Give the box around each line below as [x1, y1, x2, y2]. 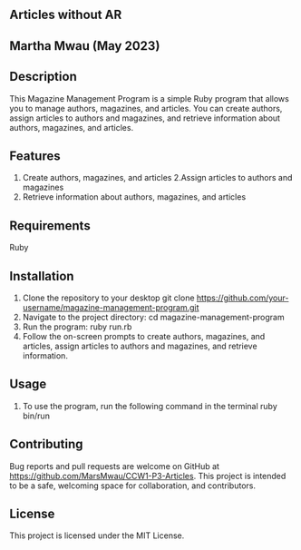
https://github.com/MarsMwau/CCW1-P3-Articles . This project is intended [9, 470, 286, 481]
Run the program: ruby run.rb [22, 321, 132, 332]
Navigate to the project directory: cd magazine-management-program [22, 312, 285, 323]
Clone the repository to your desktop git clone [22, 292, 195, 303]
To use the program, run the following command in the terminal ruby [22, 400, 278, 411]
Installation [9, 268, 74, 284]
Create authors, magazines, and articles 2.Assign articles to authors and [22, 172, 293, 183]
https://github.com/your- [196, 292, 289, 303]
